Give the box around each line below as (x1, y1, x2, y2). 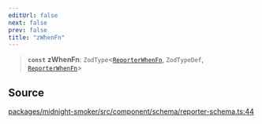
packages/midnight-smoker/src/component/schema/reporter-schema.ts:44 (8, 107, 254, 116)
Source (8, 86, 45, 99)
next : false (8, 19, 47, 27)
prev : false (8, 26, 47, 34)
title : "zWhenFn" (8, 33, 65, 42)
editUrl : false (8, 11, 58, 20)
